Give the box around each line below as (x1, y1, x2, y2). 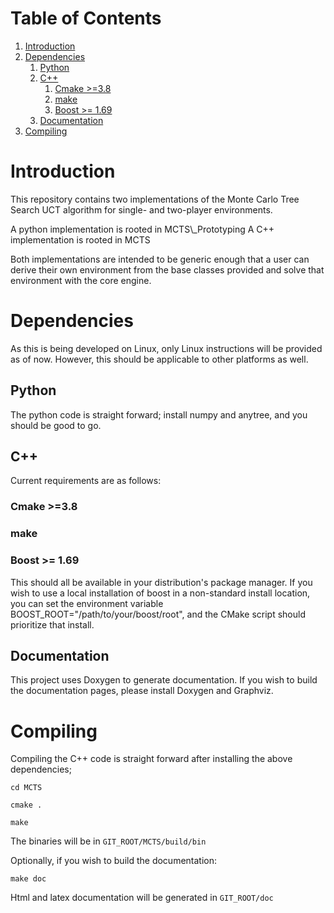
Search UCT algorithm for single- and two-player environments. (10, 203, 273, 216)
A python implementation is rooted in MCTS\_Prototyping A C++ (10, 223, 275, 235)
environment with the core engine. (10, 274, 152, 286)
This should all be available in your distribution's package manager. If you (10, 576, 313, 588)
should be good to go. (10, 419, 102, 431)
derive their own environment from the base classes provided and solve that (10, 263, 325, 276)
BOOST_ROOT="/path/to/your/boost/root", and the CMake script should (10, 608, 306, 620)
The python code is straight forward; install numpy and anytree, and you (10, 408, 308, 421)
